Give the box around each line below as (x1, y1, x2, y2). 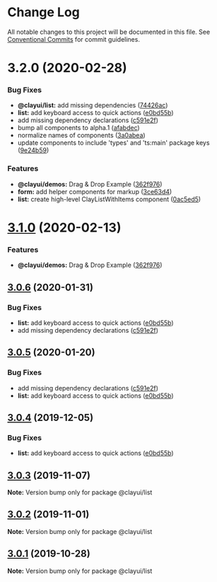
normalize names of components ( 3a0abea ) (17, 131, 146, 140)
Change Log (7, 4, 80, 20)
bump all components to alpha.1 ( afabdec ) (17, 124, 140, 132)
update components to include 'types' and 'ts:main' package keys (17, 138, 210, 147)
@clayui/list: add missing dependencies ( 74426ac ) (17, 101, 168, 109)
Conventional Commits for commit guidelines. (7, 35, 140, 43)
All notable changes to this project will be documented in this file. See (7, 28, 211, 36)
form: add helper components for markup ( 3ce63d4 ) (17, 187, 172, 196)
